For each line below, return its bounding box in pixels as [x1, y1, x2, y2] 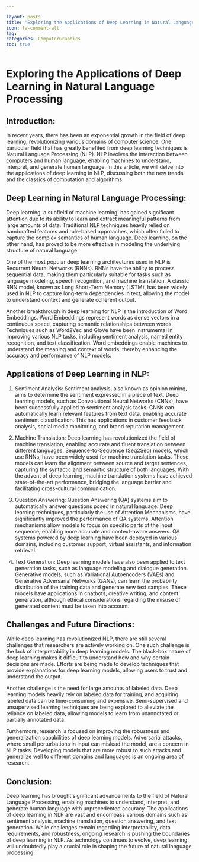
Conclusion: [6, 776, 52, 787]
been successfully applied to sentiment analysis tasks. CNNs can [14, 403, 175, 411]
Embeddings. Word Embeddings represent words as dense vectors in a [6, 314, 179, 321]
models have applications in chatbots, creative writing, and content [14, 589, 179, 597]
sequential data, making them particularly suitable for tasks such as [6, 271, 171, 278]
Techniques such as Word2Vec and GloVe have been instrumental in [6, 326, 173, 333]
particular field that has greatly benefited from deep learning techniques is [6, 144, 188, 151]
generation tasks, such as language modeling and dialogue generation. [14, 564, 188, 571]
